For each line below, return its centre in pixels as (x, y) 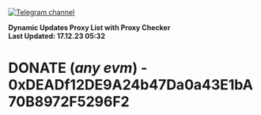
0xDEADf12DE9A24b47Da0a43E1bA (130, 85)
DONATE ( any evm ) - (78, 68)
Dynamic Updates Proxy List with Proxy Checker (89, 27)
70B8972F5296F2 (69, 102)
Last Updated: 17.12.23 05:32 (57, 36)
